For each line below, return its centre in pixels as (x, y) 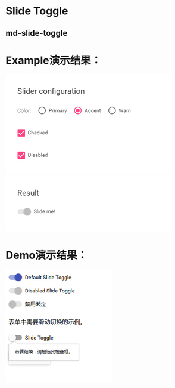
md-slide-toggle (37, 33)
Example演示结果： (54, 60)
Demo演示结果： (46, 255)
